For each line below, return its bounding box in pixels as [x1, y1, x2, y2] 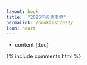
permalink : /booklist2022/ [6, 19, 73, 25]
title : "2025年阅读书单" [6, 14, 66, 20]
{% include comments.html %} [6, 53, 82, 60]
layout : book [6, 8, 39, 15]
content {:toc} [14, 41, 49, 48]
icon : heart [6, 25, 36, 31]
